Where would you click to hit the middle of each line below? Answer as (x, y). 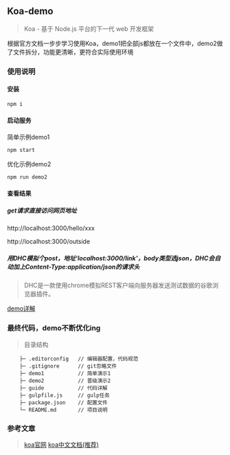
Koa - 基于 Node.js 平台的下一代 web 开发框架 (89, 29)
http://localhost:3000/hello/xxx (51, 228)
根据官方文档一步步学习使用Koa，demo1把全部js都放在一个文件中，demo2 (112, 43)
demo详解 (21, 309)
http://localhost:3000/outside (49, 242)
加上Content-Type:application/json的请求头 (76, 267)
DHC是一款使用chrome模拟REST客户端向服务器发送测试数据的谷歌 (118, 285)
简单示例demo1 (28, 137)
